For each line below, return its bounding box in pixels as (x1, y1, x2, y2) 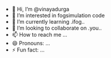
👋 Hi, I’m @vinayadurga (11, 6, 70, 12)
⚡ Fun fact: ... (11, 46, 45, 53)
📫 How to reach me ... (11, 31, 67, 38)
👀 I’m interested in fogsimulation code (11, 12, 105, 19)
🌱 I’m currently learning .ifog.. (11, 18, 85, 25)
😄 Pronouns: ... (11, 40, 51, 47)
